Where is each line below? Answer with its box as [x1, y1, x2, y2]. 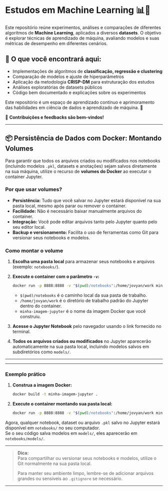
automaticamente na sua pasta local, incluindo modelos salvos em [12, 344, 149, 350]
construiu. [19, 314, 41, 320]
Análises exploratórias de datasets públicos [12, 84, 102, 90]
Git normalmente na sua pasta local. [17, 460, 92, 466]
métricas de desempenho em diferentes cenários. [5, 40, 108, 46]
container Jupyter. [5, 174, 43, 180]
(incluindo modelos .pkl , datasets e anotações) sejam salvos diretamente [5, 163, 157, 169]
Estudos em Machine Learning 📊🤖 [5, 5, 151, 16]
